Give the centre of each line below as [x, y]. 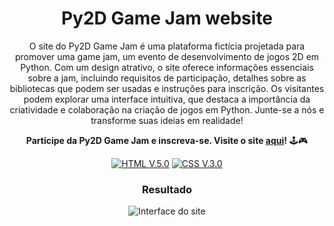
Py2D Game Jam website [167, 18]
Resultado [167, 189]
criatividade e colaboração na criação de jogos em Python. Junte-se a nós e [167, 109]
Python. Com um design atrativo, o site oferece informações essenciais [167, 67]
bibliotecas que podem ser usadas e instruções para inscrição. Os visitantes [167, 88]
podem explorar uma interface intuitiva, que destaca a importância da [167, 99]
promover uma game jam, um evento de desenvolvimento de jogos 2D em [167, 56]
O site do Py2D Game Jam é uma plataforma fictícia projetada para [167, 46]
